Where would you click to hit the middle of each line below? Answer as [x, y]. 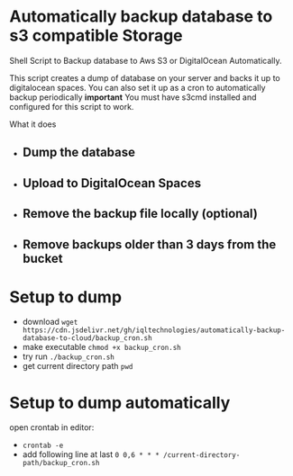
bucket [42, 258]
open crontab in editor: [52, 427]
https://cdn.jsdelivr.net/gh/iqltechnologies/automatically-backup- [154, 330]
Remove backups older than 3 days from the [149, 244]
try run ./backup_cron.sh [68, 356]
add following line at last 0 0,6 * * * [91, 454]
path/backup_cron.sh [61, 463]
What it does [33, 124]
